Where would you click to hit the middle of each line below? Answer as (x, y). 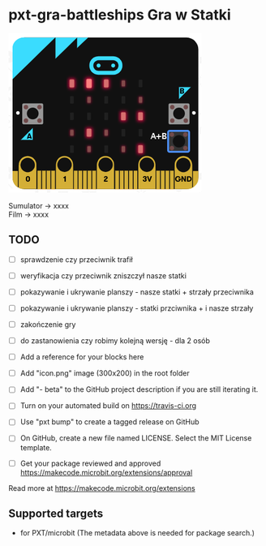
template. (36, 447)
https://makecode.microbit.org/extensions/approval (106, 472)
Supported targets (56, 513)
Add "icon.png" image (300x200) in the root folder (105, 373)
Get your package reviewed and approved (90, 463)
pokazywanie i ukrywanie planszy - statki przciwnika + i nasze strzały (137, 308)
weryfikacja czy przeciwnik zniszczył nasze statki (103, 275)
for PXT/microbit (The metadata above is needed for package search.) (137, 533)
